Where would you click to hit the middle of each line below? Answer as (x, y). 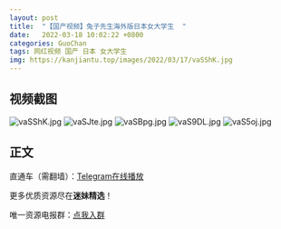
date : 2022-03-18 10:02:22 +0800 (77, 35)
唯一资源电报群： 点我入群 (57, 214)
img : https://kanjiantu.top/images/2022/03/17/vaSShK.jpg (121, 60)
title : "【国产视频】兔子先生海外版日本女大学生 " (98, 26)
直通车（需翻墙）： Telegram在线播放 (77, 176)
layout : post (34, 18)
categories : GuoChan (48, 43)
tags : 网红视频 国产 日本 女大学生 (68, 52)
